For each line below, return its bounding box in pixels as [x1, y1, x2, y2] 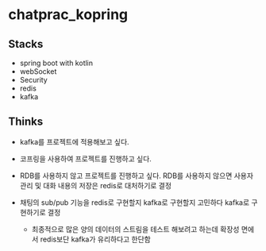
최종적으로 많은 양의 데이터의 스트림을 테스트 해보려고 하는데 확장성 [31, 224, 240, 234]
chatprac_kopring [8, 6, 129, 24]
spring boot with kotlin [19, 58, 94, 68]
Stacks [8, 37, 44, 51]
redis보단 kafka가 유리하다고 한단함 [40, 234, 151, 244]
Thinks [8, 115, 44, 129]
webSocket [19, 67, 57, 76]
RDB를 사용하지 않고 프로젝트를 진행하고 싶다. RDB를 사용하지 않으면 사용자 [19, 171, 254, 180]
